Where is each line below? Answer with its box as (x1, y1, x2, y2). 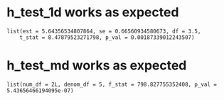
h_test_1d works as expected (6, 4, 179, 21)
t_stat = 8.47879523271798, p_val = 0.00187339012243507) (19, 33, 195, 41)
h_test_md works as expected (6, 57, 187, 74)
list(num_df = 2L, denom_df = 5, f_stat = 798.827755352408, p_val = (6, 81, 218, 88)
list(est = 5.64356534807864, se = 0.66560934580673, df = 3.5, (6, 28, 201, 35)
